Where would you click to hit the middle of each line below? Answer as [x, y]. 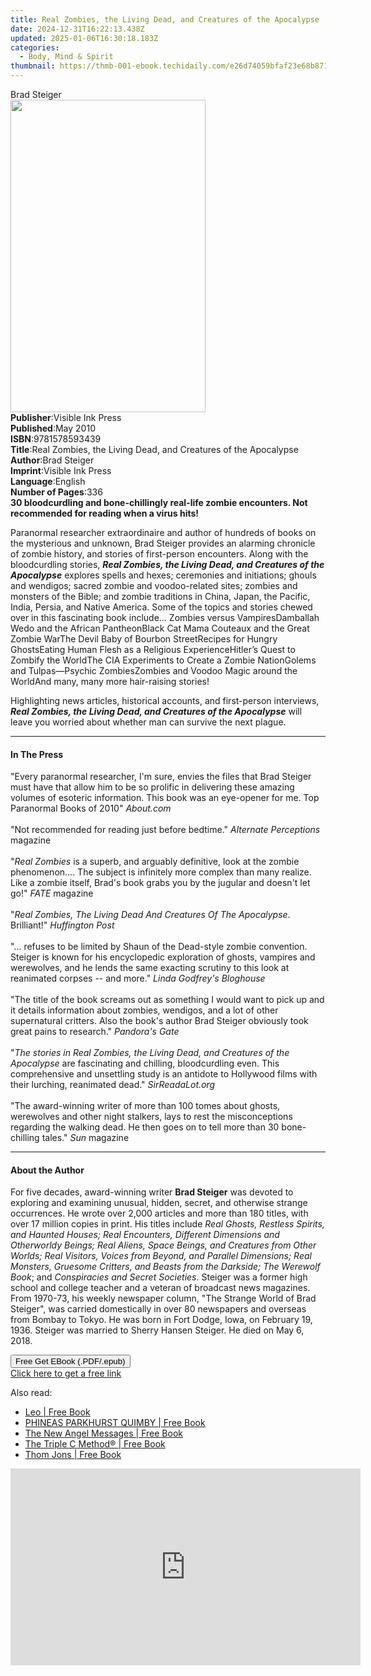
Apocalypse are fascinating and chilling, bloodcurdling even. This [145, 1063]
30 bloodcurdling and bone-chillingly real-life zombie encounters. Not [159, 502]
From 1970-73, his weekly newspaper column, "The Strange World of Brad [163, 1298]
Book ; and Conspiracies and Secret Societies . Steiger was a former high [159, 1277]
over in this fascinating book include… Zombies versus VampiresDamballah [165, 617]
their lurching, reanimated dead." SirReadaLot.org [113, 1085]
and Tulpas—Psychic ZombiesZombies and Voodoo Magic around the [154, 670]
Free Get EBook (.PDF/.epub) [70, 1361]
